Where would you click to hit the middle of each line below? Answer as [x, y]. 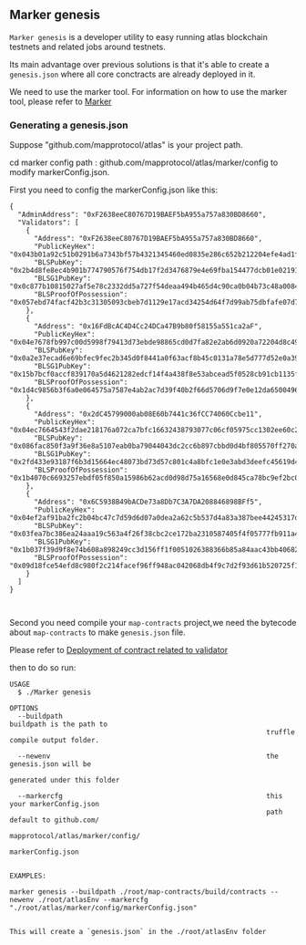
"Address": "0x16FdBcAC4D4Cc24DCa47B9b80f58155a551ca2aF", [148, 327]
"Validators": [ [48, 223]
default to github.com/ [55, 820]
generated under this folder [65, 780]
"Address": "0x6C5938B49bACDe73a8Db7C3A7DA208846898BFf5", [148, 502]
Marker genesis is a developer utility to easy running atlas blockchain [139, 36]
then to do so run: [43, 668]
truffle [281, 732]
